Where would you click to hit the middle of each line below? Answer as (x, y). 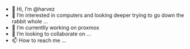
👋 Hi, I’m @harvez (33, 9)
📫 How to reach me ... (39, 40)
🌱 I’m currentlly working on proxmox (55, 27)
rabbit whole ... (30, 21)
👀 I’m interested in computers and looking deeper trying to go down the (98, 15)
